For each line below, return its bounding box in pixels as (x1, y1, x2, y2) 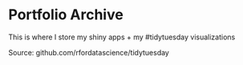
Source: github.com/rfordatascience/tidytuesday (8, 47, 170, 57)
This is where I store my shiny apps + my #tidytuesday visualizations (8, 32, 236, 42)
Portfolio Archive (8, 6, 124, 24)
